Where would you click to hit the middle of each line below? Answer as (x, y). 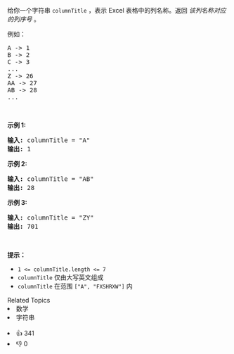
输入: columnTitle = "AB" (51, 179)
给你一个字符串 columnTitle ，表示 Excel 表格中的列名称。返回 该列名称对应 (117, 10)
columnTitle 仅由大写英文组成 (60, 277)
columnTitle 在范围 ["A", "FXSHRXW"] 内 (75, 286)
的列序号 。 (24, 19)
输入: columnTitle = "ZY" (51, 218)
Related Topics (29, 300)
